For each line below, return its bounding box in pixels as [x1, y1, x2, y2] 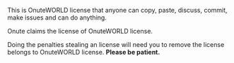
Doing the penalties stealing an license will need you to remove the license [7, 41, 225, 48]
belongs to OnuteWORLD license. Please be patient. [7, 48, 160, 56]
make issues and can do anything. [7, 13, 107, 22]
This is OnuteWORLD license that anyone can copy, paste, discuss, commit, [7, 6, 228, 14]
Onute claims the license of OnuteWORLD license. [7, 27, 153, 35]
